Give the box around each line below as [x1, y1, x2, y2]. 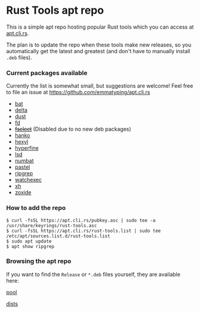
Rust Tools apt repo [6, 4, 104, 17]
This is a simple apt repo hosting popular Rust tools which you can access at [6, 23, 194, 30]
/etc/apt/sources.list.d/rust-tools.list [6, 233, 111, 239]
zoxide [14, 189, 32, 196]
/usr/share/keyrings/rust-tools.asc [6, 222, 97, 228]
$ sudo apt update [6, 238, 52, 244]
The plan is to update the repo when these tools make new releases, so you [6, 41, 192, 48]
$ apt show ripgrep [6, 243, 55, 249]
